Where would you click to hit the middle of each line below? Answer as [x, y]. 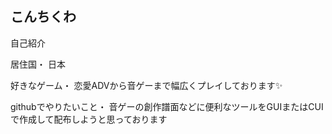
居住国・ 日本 [38, 64]
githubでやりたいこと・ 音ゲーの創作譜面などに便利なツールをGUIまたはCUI [167, 106]
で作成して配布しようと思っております [89, 119]
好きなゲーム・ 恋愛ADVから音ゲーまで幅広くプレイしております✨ [146, 85]
